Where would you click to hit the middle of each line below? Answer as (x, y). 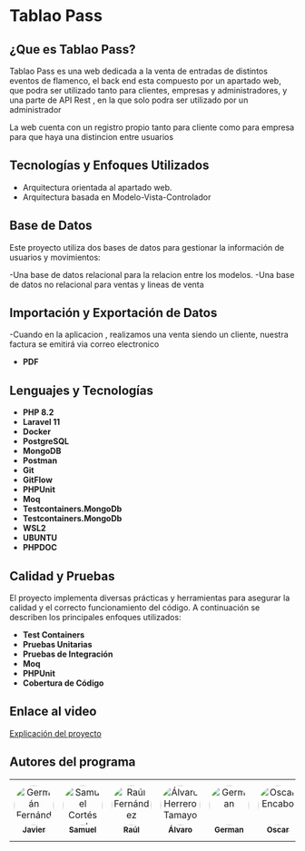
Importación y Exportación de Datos (113, 313)
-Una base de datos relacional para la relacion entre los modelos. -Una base (152, 274)
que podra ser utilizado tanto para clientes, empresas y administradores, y (148, 90)
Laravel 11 (41, 422)
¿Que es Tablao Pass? (73, 49)
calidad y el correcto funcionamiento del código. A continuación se (135, 608)
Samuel (83, 829)
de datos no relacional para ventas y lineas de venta (107, 284)
